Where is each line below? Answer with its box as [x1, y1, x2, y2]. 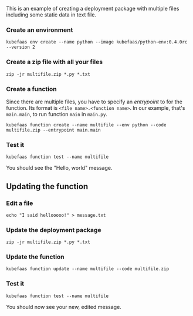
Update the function [6, 253, 65, 261]
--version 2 [6, 44, 35, 51]
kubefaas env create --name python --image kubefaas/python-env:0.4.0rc [6, 39, 188, 45]
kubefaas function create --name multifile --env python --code [6, 122, 167, 128]
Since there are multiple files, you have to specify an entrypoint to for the [6, 98, 183, 105]
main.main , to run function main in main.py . [6, 110, 107, 117]
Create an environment [6, 26, 73, 34]
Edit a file [6, 199, 33, 207]
